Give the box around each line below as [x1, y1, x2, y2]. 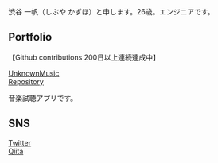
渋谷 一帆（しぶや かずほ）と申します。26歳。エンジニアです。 [8, 7, 215, 16]
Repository [8, 76, 44, 86]
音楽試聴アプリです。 [8, 93, 78, 103]
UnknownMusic [8, 68, 60, 78]
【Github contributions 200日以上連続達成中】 [8, 52, 161, 62]
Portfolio [8, 30, 53, 44]
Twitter [8, 138, 32, 147]
